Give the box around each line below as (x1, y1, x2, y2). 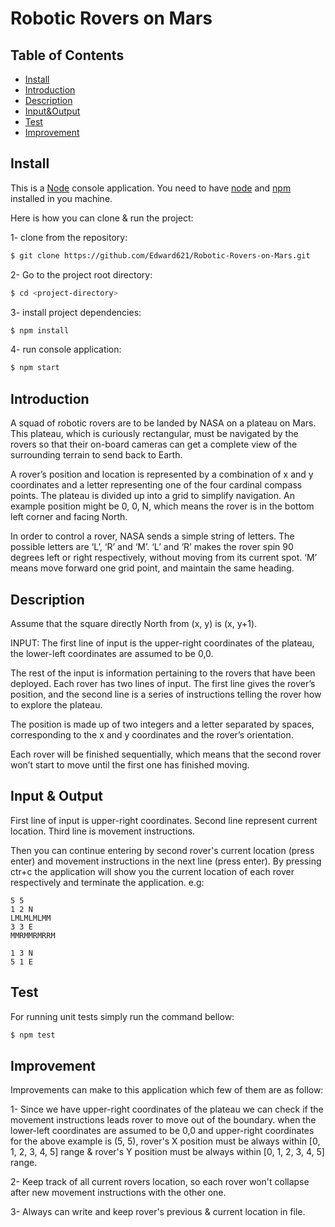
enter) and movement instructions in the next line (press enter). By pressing (10, 855, 322, 867)
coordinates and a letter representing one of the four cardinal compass (10, 479, 303, 491)
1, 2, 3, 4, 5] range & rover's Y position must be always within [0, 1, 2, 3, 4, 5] (10, 1146, 325, 1158)
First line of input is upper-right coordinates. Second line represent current (10, 814, 318, 826)
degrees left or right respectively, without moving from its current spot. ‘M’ (10, 552, 318, 564)
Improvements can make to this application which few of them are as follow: (10, 1084, 324, 1096)
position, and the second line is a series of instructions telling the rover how (10, 688, 322, 700)
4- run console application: (10, 343, 122, 356)
